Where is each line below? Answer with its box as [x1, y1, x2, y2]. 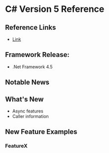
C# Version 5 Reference [5, 3, 105, 15]
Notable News [5, 78, 50, 87]
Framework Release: [5, 51, 70, 59]
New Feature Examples [5, 128, 77, 136]
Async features [12, 108, 43, 114]
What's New [5, 95, 44, 103]
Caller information [12, 113, 49, 119]
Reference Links [5, 23, 56, 32]
